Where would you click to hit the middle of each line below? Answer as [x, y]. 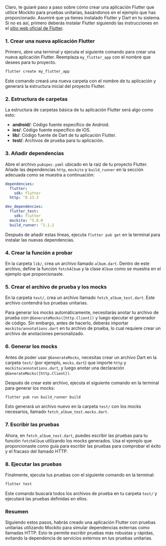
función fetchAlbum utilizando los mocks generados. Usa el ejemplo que [79, 440]
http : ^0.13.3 [24, 198]
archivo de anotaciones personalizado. [45, 334]
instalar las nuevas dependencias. [40, 240]
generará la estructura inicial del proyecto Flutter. [55, 86]
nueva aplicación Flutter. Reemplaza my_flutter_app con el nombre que [78, 57]
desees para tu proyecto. [31, 62]
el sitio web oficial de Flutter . [34, 28]
